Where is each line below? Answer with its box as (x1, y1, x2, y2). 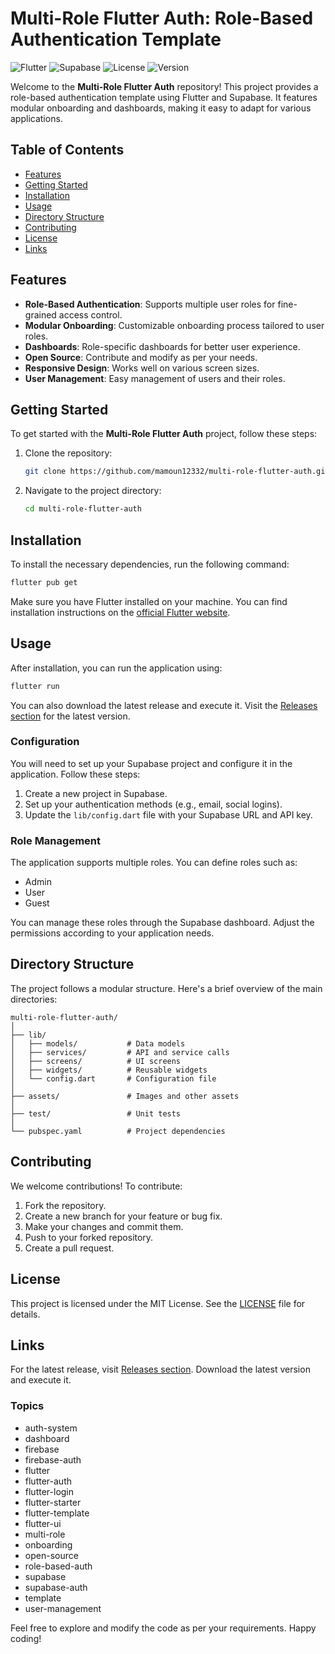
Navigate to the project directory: (24, 485, 162, 497)
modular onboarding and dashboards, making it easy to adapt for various (10, 102, 312, 114)
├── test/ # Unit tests (10, 1108, 182, 1119)
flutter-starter (24, 1496, 82, 1508)
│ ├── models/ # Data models (10, 1038, 186, 1049)
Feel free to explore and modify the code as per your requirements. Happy (10, 1622, 317, 1634)
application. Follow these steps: (10, 768, 141, 780)
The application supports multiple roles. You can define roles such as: (10, 857, 298, 869)
